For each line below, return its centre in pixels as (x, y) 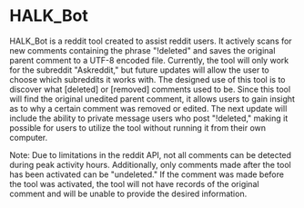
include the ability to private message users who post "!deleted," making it (149, 118)
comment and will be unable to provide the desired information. (128, 193)
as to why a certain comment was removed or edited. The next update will (148, 108)
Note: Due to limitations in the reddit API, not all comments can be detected (151, 154)
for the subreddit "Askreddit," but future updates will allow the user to (140, 70)
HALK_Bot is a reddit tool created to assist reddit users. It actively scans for (151, 41)
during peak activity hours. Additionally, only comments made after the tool (150, 164)
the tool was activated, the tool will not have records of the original (134, 183)
